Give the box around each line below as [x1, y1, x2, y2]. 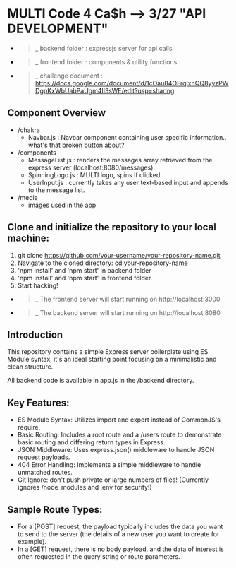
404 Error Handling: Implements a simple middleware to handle [17, 461, 201, 469]
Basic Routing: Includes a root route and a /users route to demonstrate [17, 430, 222, 439]
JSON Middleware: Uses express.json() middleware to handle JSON [17, 446, 215, 454]
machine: [7, 232, 50, 244]
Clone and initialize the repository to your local [7, 221, 217, 233]
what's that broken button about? [27, 141, 125, 149]
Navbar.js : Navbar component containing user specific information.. [27, 133, 227, 141]
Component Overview [7, 107, 106, 119]
